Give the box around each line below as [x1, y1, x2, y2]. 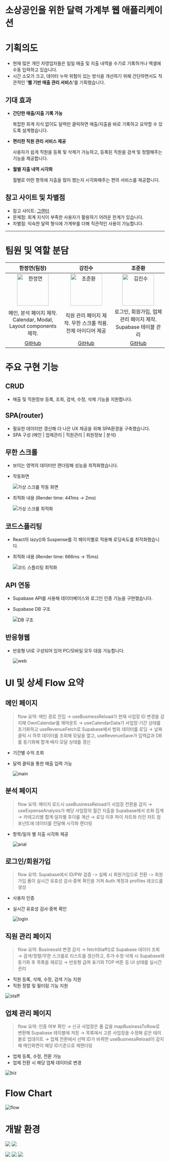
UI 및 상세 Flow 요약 [5, 677, 84, 689]
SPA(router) [5, 411, 44, 420]
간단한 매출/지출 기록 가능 [12, 110, 63, 116]
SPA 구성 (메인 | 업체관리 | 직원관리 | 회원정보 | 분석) [12, 432, 116, 438]
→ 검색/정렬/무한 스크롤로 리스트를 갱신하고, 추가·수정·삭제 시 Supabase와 [17, 953, 165, 959]
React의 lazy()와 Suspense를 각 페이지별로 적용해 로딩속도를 [12, 537, 134, 543]
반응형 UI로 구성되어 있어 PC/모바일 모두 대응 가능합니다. [12, 647, 125, 653]
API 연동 [5, 581, 30, 589]
